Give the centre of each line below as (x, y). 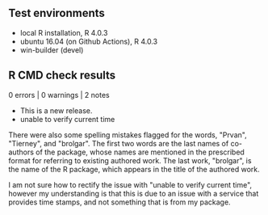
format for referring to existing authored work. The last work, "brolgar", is (130, 160)
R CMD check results (62, 76)
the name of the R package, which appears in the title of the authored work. (134, 169)
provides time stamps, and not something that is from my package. (120, 202)
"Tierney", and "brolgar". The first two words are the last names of (119, 143)
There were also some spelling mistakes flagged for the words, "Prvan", (128, 135)
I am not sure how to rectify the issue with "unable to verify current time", (130, 184)
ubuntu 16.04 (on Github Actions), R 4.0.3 (89, 41)
